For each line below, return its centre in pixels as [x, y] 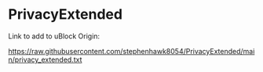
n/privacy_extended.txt [45, 59]
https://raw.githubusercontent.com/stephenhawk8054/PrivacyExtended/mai [131, 51]
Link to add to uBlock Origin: [54, 36]
